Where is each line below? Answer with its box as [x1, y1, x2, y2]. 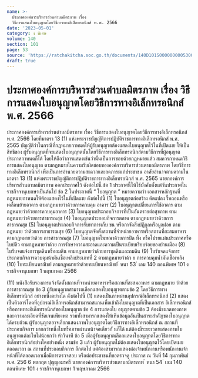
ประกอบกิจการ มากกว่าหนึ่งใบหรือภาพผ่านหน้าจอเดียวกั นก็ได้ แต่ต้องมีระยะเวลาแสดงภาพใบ [6, 326, 183, 333]
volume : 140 [6, 36, 36, 42]
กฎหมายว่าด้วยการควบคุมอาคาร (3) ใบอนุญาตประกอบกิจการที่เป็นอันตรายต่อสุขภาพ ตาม [6, 208, 177, 215]
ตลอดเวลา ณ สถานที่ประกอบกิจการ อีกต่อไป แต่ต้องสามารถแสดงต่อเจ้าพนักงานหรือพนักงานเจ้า [6, 345, 188, 353]
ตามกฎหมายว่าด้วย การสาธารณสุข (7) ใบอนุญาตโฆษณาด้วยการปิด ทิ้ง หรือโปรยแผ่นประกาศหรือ [6, 235, 192, 242]
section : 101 [6, 42, 39, 48]
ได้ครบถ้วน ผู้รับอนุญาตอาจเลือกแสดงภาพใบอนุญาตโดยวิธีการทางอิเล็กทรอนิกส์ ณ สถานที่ [6, 319, 178, 326]
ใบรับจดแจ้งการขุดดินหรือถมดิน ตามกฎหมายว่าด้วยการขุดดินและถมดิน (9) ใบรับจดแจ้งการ [6, 247, 180, 255]
